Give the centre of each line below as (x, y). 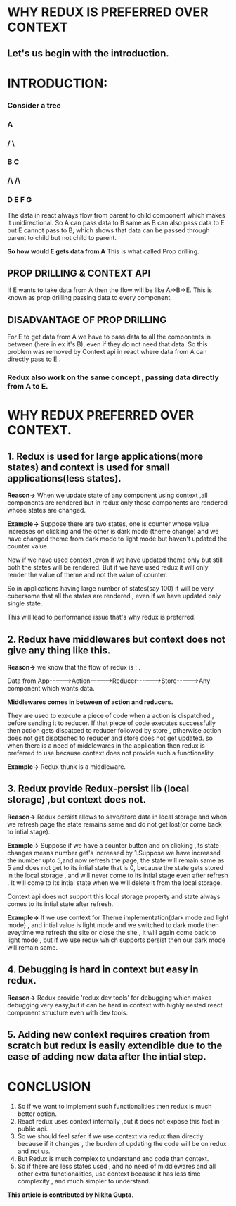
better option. (37, 1114)
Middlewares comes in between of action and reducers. (90, 702)
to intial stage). (29, 831)
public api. (32, 1129)
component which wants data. (51, 689)
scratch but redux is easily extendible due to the (115, 1046)
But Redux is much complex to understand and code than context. (113, 1158)
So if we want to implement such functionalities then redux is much (114, 1106)
